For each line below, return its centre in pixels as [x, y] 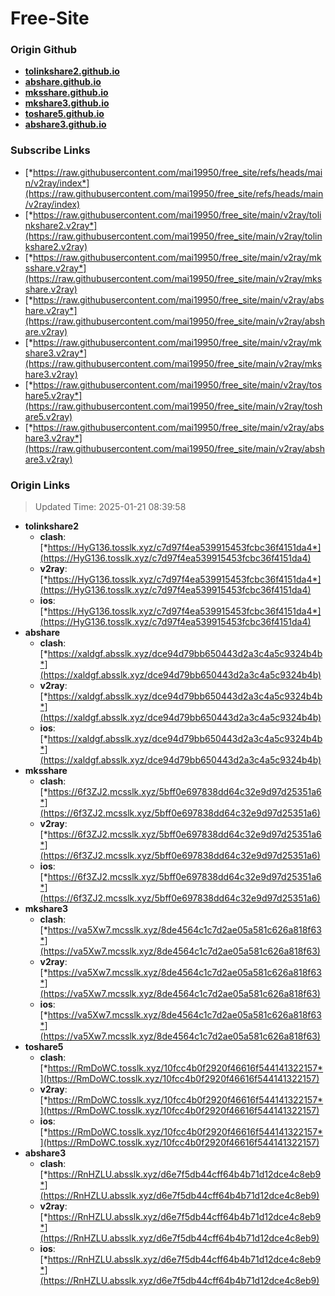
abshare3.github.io [65, 124]
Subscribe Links [50, 150]
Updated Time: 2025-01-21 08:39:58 [110, 507]
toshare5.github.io [64, 114]
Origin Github [44, 50]
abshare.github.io [63, 82]
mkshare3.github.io [67, 103]
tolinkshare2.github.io [72, 71]
